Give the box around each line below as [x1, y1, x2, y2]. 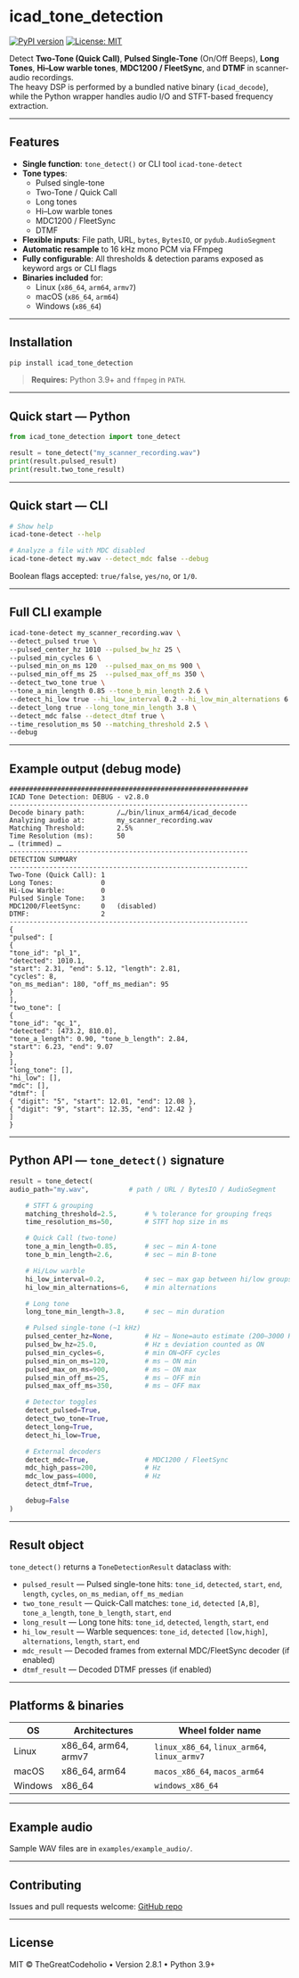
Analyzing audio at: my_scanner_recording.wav [9, 816, 214, 825]
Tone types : [21, 168, 68, 178]
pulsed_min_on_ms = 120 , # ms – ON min [25, 1356, 198, 1366]
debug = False [25, 1496, 69, 1505]
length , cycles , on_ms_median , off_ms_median [21, 1588, 184, 1599]
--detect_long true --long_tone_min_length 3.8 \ [9, 703, 198, 712]
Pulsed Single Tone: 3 [9, 894, 105, 903]
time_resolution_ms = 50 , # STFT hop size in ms [25, 1218, 229, 1227]
